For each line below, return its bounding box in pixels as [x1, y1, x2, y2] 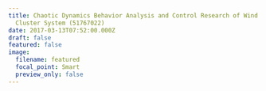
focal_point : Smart [15, 63, 80, 71]
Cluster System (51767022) [15, 19, 105, 27]
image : [8, 48, 30, 56]
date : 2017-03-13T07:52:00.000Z [8, 26, 115, 34]
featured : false [8, 41, 62, 49]
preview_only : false [15, 70, 84, 78]
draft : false [8, 33, 52, 42]
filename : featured [15, 56, 80, 64]
